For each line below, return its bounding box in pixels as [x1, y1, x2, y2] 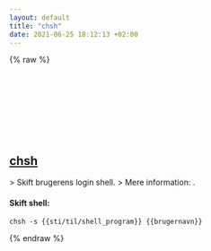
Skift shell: [9, 197, 50, 208]
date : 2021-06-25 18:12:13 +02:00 [9, 30, 139, 39]
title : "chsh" [9, 22, 63, 30]
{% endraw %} [9, 233, 65, 244]
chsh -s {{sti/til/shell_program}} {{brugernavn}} [9, 217, 203, 227]
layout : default [9, 13, 70, 22]
